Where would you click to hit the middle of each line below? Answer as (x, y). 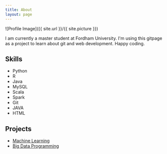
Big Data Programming (36, 146)
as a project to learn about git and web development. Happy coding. (75, 43)
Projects (18, 129)
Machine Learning (31, 141)
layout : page (19, 14)
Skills (14, 59)
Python (20, 71)
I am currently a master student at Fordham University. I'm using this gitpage (84, 38)
